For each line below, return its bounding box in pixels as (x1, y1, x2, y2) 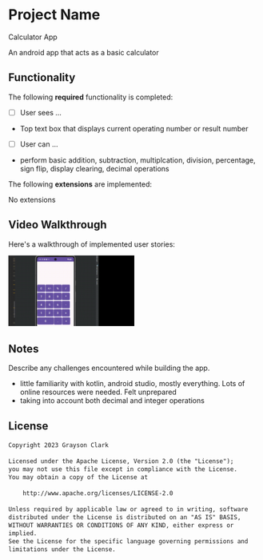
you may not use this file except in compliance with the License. (8, 465, 238, 473)
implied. (8, 530, 38, 538)
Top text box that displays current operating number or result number (19, 123, 249, 133)
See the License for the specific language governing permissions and (8, 538, 249, 546)
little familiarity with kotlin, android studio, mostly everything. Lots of (19, 379, 245, 389)
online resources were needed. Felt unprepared (19, 387, 177, 397)
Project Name (8, 6, 101, 24)
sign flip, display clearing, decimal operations (19, 163, 169, 173)
